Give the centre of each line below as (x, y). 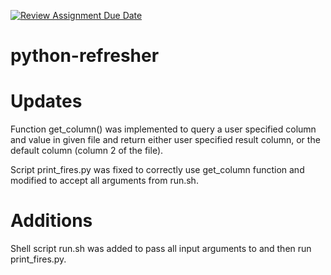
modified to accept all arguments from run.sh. (104, 181)
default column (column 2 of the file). (87, 151)
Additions (51, 221)
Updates (46, 101)
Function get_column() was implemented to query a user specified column (163, 129)
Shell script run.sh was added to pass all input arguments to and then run (161, 249)
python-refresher (85, 56)
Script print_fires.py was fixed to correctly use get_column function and (157, 170)
